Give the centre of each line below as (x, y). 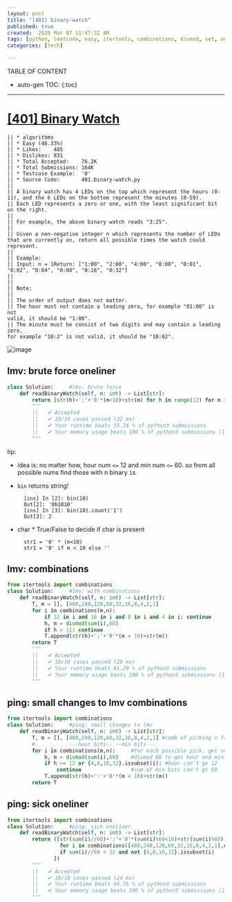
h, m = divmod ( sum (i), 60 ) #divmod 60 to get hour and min (134, 757)
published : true (30, 26)
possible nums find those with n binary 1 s (76, 472)
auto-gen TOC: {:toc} (47, 85)
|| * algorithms (30, 137)
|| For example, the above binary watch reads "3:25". (88, 222)
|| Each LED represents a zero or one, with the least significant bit (112, 204)
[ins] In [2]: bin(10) (56, 498)
